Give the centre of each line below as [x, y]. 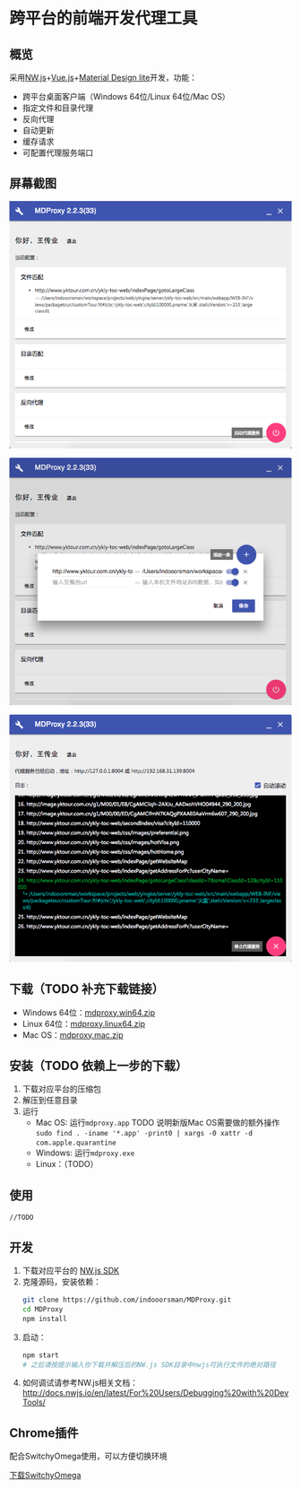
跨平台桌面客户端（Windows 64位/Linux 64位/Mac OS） [126, 96]
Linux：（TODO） [67, 1164]
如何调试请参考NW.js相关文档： [80, 1383]
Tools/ [34, 1402]
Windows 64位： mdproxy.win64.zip [89, 1012]
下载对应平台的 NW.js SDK [70, 1271]
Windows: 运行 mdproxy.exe [85, 1153]
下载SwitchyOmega [45, 1476]
